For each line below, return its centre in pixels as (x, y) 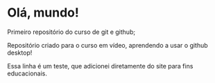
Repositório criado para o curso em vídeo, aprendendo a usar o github (108, 45)
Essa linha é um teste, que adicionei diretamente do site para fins (100, 66)
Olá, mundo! (43, 13)
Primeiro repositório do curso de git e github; (71, 32)
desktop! (20, 53)
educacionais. (27, 73)
